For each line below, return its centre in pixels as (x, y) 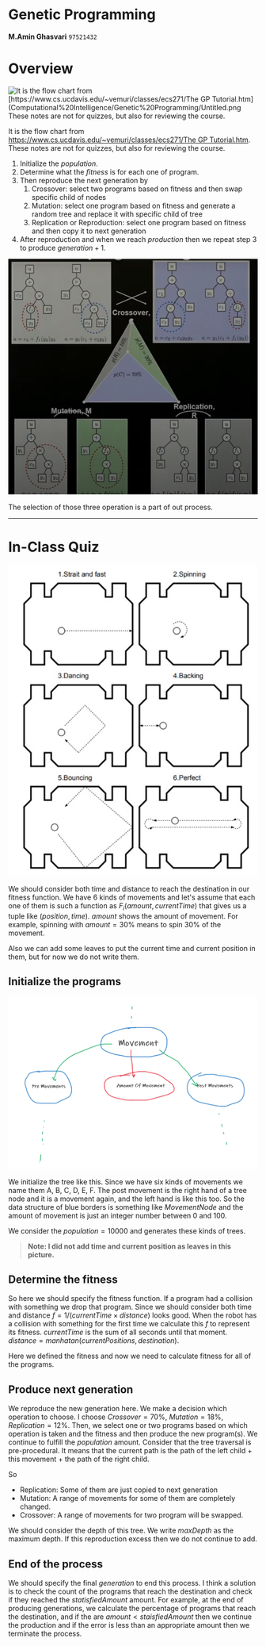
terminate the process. (45, 1634)
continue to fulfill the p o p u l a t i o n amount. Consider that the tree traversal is (130, 1442)
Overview (41, 69)
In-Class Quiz (54, 547)
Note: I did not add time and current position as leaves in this (129, 1246)
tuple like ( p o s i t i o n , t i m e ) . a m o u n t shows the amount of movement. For (123, 916)
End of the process (56, 1564)
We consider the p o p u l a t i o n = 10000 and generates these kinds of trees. (127, 1230)
